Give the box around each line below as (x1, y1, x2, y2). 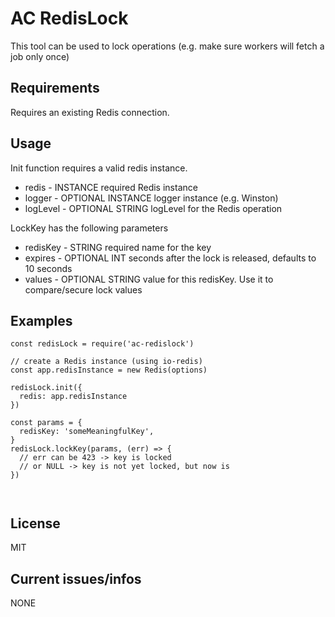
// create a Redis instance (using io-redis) (10, 357, 203, 367)
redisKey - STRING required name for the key (24, 241, 212, 253)
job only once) (10, 50, 70, 62)
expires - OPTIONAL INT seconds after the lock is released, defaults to (24, 252, 317, 264)
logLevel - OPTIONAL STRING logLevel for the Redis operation (24, 202, 283, 214)
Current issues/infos (10, 570, 142, 587)
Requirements (10, 80, 100, 97)
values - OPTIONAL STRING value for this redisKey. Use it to (24, 273, 274, 285)
